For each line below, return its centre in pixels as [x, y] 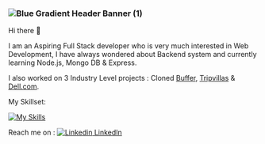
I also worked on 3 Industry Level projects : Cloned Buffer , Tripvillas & [122, 78]
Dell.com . [24, 86]
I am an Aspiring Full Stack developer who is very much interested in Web [129, 46]
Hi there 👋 [25, 31]
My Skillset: [27, 102]
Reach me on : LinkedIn [65, 133]
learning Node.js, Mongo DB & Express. [73, 63]
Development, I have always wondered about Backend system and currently [132, 55]
